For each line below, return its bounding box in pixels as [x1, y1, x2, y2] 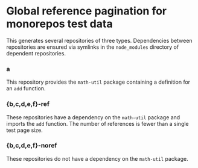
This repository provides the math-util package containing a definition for [6, 78, 191, 86]
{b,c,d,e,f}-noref [6, 142, 57, 150]
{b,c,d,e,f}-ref [6, 100, 50, 108]
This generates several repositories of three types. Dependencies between [6, 37, 193, 44]
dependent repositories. [6, 49, 66, 57]
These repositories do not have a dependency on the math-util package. [6, 155, 188, 162]
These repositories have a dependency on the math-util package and [6, 113, 180, 121]
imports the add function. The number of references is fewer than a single [6, 120, 189, 127]
